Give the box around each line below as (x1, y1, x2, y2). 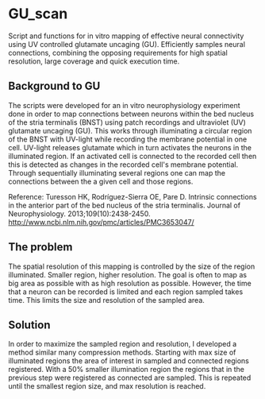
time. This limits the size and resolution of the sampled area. (8, 295, 205, 304)
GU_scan (8, 5, 68, 23)
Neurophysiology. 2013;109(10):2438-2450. (8, 208, 151, 219)
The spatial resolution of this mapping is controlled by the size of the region (8, 261, 255, 271)
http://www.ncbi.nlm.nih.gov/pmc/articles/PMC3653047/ (8, 217, 194, 227)
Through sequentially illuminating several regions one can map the (8, 168, 226, 177)
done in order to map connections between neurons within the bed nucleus (8, 109, 255, 118)
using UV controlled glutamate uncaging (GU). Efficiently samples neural (8, 39, 246, 48)
